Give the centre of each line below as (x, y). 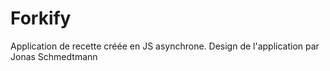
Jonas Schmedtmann (54, 56)
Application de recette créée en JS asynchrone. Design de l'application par (165, 46)
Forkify (41, 18)
